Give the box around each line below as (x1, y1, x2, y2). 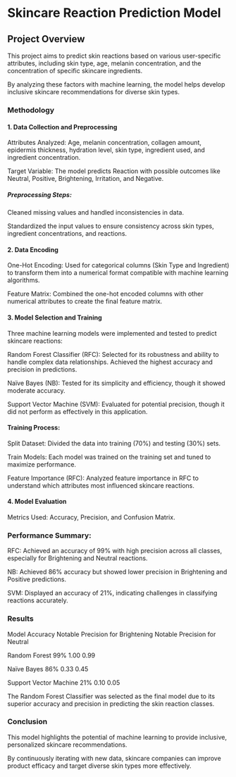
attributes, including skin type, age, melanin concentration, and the (7, 59, 202, 68)
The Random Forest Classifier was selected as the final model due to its (7, 692, 216, 700)
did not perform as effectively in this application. (7, 407, 148, 416)
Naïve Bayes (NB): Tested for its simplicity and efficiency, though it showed (7, 379, 225, 387)
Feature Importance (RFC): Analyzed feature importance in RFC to (7, 474, 199, 482)
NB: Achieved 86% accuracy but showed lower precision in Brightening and (7, 568, 228, 576)
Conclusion (7, 716, 48, 726)
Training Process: (7, 424, 61, 432)
